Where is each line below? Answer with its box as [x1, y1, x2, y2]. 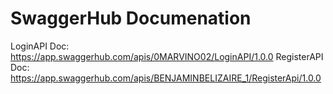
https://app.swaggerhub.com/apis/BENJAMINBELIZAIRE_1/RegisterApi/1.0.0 [10, 72, 322, 84]
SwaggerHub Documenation [10, 7, 252, 30]
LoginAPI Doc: [10, 40, 70, 52]
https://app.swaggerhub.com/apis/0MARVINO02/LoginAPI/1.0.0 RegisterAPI [10, 50, 324, 62]
